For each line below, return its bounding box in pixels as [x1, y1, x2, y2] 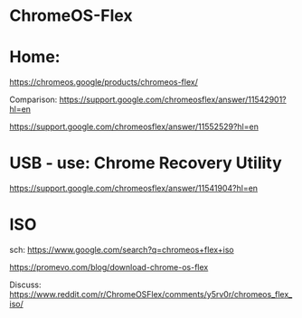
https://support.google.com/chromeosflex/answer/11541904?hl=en [9, 182, 259, 194]
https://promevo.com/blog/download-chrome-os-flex [9, 262, 209, 272]
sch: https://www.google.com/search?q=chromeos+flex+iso [9, 245, 235, 255]
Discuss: [9, 279, 42, 290]
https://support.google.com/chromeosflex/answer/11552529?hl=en [9, 121, 260, 132]
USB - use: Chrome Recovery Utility [9, 153, 282, 173]
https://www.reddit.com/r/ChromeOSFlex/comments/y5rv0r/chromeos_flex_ [9, 289, 293, 299]
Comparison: [9, 94, 58, 105]
